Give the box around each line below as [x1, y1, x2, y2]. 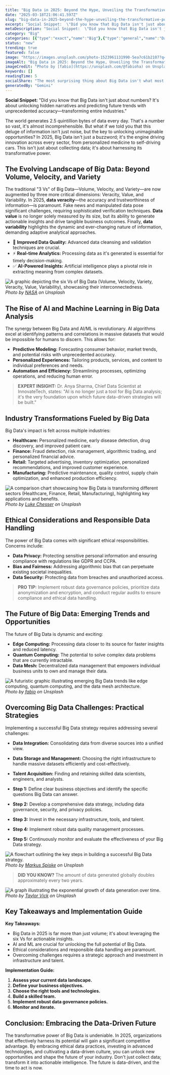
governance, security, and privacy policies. [12, 806, 103, 812]
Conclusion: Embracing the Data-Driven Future [5, 1019, 156, 1027]
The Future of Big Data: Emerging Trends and [5, 609, 150, 618]
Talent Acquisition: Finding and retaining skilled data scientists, [12, 771, 146, 777]
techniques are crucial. [12, 244, 61, 251]
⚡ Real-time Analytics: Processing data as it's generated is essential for [12, 250, 163, 257]
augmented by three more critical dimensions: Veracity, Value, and [5, 192, 144, 198]
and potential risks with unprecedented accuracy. [12, 352, 116, 358]
